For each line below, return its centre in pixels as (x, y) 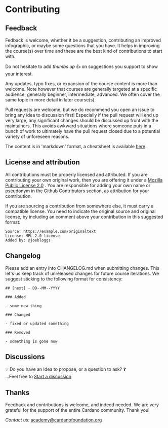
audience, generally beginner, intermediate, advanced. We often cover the (83, 94)
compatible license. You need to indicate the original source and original (80, 211)
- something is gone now (31, 341)
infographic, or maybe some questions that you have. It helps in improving (82, 46)
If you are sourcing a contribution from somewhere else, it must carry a (79, 206)
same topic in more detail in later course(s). (51, 100)
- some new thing (24, 306)
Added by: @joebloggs (28, 240)
